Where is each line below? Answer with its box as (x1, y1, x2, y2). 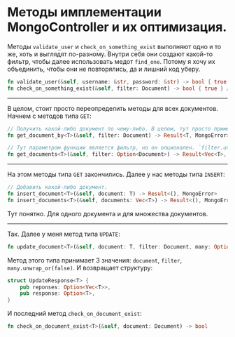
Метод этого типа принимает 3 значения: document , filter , (7, 256, 183, 264)
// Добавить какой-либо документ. (7, 184, 108, 191)
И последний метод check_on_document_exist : (7, 310, 142, 318)
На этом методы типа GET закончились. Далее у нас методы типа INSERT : (7, 170, 225, 179)
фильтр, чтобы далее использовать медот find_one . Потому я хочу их (7, 57, 215, 65)
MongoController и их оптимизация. (7, 19, 227, 35)
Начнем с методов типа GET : (7, 112, 92, 120)
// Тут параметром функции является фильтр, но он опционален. (7, 145, 196, 152)
